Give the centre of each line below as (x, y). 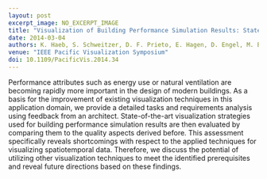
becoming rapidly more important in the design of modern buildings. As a (128, 90)
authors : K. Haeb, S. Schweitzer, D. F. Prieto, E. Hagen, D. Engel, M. (131, 45)
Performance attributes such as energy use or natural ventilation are (120, 82)
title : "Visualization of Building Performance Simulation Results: (124, 30)
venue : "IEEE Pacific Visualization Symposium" (89, 52)
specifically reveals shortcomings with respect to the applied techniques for (132, 141)
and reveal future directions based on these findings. (95, 166)
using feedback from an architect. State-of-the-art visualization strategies (129, 116)
